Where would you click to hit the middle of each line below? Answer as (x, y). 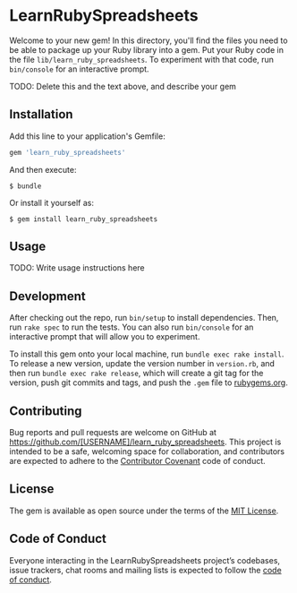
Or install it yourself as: (51, 202)
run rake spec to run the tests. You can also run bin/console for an (132, 327)
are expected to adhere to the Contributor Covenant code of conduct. (137, 461)
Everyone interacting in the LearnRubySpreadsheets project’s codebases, (144, 560)
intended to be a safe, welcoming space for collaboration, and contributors (147, 451)
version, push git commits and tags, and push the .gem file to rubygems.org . (149, 382)
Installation (41, 114)
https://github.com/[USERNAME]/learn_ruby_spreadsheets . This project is (145, 442)
